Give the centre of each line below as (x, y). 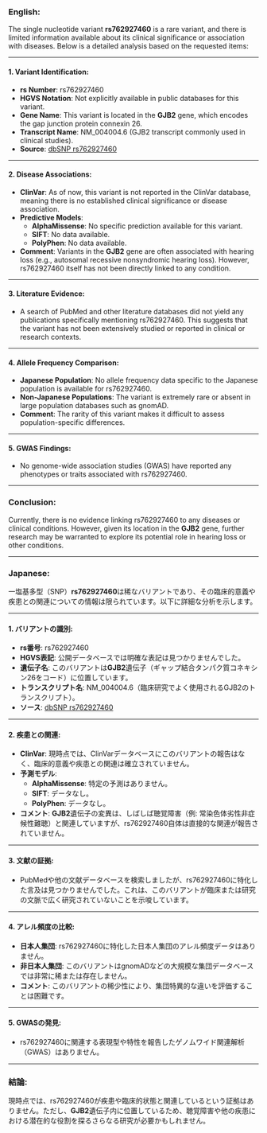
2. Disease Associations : (50, 174)
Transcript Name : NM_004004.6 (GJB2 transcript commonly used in (132, 132)
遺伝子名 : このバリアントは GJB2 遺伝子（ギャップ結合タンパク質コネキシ (139, 668)
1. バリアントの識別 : (41, 629)
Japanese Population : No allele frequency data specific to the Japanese (139, 380)
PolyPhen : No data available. (79, 243)
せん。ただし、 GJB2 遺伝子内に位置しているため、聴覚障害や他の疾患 (135, 1111)
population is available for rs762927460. (86, 389)
